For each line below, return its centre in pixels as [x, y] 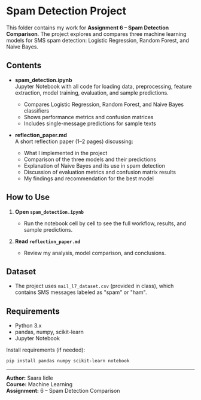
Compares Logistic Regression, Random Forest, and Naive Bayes [104, 104]
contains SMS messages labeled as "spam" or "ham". [81, 292]
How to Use [28, 197]
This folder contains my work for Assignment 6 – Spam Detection [88, 28]
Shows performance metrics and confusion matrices [89, 117]
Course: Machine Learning [39, 384]
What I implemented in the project [66, 153]
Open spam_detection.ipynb [49, 211]
